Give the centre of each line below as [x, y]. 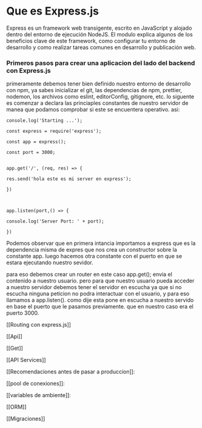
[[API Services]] [26, 360]
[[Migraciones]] [26, 419]
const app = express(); [36, 142]
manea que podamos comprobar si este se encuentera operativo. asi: [93, 110]
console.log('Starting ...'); [45, 121]
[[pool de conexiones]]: [35, 384]
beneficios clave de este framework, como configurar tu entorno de [91, 41]
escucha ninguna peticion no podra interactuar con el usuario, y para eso [98, 294]
